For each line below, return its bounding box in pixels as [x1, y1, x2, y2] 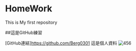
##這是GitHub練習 [5, 29, 43, 35]
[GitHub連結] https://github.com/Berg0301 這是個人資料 [5, 40, 117, 46]
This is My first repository [5, 19, 58, 25]
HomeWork [5, 3, 52, 14]
